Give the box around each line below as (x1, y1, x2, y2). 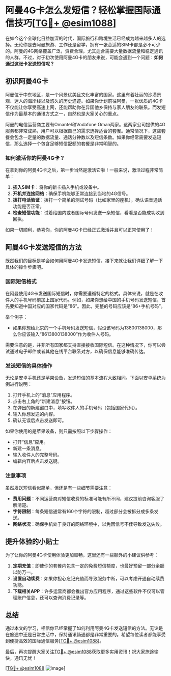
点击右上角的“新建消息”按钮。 (12, 398, 75, 405)
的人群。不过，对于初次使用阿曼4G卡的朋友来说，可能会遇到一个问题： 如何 (5, 54, 163, 60)
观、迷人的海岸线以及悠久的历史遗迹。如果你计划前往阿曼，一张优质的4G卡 (5, 98, 163, 104)
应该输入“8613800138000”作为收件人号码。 (21, 331, 113, 337)
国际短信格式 (5, 278, 37, 285)
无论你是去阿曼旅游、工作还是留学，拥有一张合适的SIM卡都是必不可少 (14, 41, 161, 47)
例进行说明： (5, 381, 32, 387)
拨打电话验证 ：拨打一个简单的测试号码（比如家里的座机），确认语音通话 (12, 197, 162, 203)
